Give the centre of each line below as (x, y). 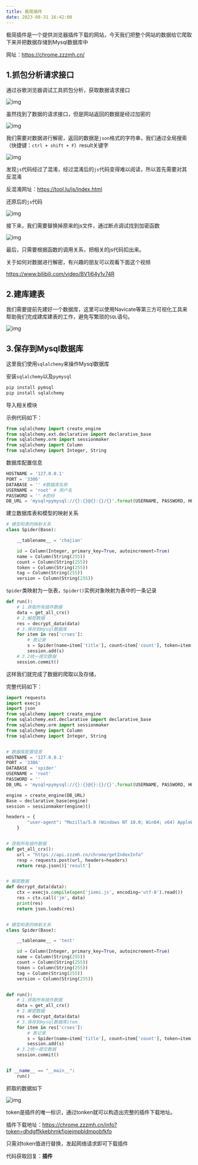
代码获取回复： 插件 (29, 1156)
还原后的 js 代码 (24, 202)
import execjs (24, 703)
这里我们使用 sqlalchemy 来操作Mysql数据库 (58, 364)
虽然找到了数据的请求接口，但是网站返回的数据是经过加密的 (78, 114)
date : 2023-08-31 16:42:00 (39, 17)
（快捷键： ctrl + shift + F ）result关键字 (57, 146)
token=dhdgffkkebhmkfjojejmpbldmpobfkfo (59, 1131)
